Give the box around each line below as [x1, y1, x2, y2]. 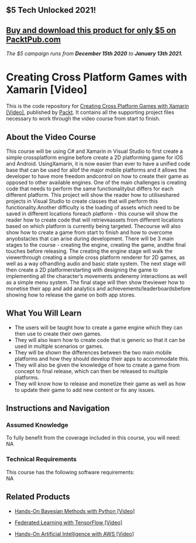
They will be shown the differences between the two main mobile [14, 348, 172, 356]
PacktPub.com [6, 34, 61, 44]
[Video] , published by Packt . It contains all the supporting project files [6, 109, 174, 116]
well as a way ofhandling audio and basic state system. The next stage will [6, 260, 186, 267]
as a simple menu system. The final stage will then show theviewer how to [6, 279, 185, 286]
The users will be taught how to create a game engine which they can [14, 324, 183, 331]
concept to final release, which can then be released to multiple [14, 367, 169, 374]
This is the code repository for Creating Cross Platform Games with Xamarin [6, 103, 189, 110]
